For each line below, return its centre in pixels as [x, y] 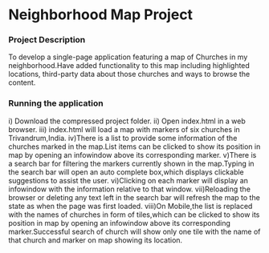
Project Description [47, 40]
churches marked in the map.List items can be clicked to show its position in [134, 147]
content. [22, 82]
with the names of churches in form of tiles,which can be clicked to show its [134, 215]
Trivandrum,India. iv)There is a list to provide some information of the [123, 138]
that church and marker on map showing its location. [96, 240]
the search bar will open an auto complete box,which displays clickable [126, 172]
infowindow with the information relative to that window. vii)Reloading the [130, 189]
